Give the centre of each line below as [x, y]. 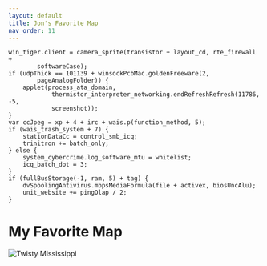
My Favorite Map [65, 231]
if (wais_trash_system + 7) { [59, 130]
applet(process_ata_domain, [69, 88]
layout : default [35, 16]
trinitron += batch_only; [66, 144]
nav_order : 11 [32, 30]
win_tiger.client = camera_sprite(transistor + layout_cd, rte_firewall [132, 53]
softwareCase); [63, 66]
